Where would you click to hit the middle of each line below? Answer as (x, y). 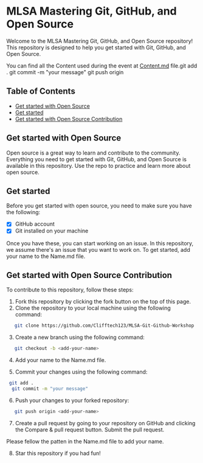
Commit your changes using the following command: (81, 372)
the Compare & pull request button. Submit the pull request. (90, 430)
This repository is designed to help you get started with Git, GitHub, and (96, 47)
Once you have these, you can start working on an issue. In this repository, (100, 243)
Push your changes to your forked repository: (72, 400)
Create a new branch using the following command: (80, 337)
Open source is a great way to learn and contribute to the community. (93, 153)
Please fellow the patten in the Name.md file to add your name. (85, 441)
